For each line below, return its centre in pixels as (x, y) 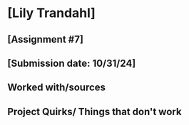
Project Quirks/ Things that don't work (94, 112)
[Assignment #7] (46, 39)
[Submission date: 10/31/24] (72, 63)
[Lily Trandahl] (52, 13)
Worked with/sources (56, 88)
